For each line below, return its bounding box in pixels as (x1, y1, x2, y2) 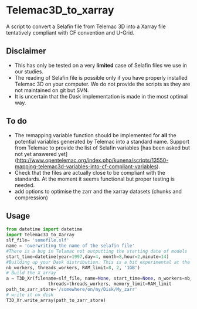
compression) (14, 194, 49, 201)
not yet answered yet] (14, 150, 68, 157)
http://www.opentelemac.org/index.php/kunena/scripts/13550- (16, 157, 169, 164)
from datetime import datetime (6, 226, 83, 232)
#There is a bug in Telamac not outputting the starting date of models (6, 248, 188, 254)
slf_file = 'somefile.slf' (6, 237, 69, 243)
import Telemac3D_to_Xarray (6, 232, 75, 238)
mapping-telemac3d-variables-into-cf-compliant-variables (14, 162, 157, 170)
